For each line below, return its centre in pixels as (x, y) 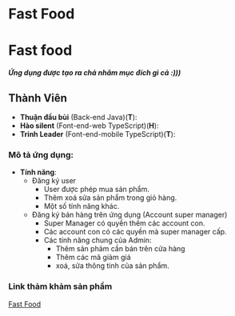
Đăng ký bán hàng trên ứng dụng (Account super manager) (129, 215)
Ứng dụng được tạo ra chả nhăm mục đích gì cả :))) (95, 73)
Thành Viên (38, 98)
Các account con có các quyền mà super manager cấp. (135, 232)
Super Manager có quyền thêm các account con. (124, 223)
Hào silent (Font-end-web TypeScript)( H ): (89, 126)
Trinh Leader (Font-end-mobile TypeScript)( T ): (98, 134)
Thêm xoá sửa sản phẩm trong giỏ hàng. (110, 198)
